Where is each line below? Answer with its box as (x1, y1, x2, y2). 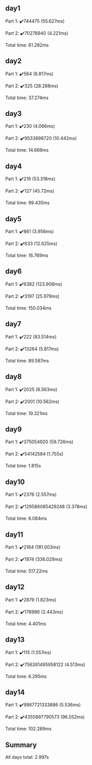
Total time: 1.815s (5, 463, 42, 469)
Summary (5, 740, 37, 749)
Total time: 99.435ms (5, 200, 50, 206)
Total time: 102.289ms (5, 726, 52, 732)
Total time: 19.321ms (5, 410, 48, 416)
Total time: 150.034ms (5, 305, 52, 311)
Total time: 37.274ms (5, 94, 49, 101)
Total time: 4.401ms (5, 620, 47, 627)
